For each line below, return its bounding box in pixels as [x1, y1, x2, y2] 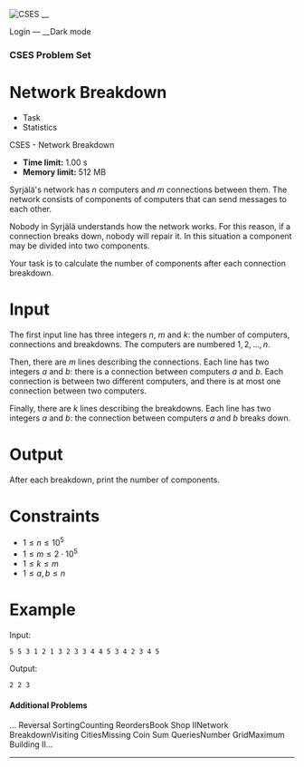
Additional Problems [9, 699, 88, 711]
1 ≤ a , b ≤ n [22, 568, 66, 578]
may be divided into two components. [9, 240, 150, 251]
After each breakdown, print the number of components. [9, 474, 220, 485]
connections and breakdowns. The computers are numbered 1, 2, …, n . [9, 338, 271, 349]
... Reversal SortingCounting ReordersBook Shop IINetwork [9, 720, 229, 731]
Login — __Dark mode [9, 26, 92, 36]
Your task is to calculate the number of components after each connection [9, 257, 287, 268]
